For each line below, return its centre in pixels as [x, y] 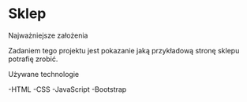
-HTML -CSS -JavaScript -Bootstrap [67, 89]
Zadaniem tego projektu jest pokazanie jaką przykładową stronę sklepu [124, 50]
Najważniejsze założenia [48, 35]
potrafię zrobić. [33, 59]
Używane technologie [44, 74]
